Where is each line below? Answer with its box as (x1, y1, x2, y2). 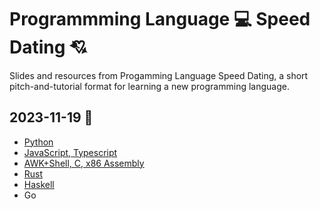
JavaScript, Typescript (23, 146, 118, 158)
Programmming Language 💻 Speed (9, 8, 311, 31)
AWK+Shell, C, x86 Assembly (23, 157, 145, 169)
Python (23, 136, 54, 148)
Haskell (23, 178, 55, 190)
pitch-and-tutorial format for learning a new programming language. (9, 80, 290, 92)
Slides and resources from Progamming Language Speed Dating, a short (9, 69, 309, 81)
